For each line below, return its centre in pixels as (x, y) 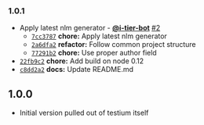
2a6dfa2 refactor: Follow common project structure (113, 45)
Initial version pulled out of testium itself (84, 113)
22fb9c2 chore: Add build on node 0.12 (82, 61)
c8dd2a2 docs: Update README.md (76, 70)
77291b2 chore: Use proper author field (94, 53)
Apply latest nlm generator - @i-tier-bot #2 (90, 28)
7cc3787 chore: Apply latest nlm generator (99, 36)
